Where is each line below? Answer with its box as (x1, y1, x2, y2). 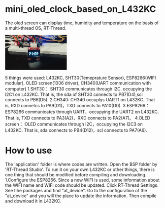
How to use (5, 145, 52, 156)
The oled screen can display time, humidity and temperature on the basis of (5, 20, 159, 26)
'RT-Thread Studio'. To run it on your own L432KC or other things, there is (5, 166, 155, 172)
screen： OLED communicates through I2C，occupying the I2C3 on (5, 121, 143, 127)
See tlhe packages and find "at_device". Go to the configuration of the (5, 187, 147, 193)
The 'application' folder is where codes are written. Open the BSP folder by (5, 161, 158, 167)
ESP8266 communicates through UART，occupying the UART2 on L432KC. (5, 109, 159, 115)
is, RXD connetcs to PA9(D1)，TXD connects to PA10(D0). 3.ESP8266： (5, 102, 150, 108)
